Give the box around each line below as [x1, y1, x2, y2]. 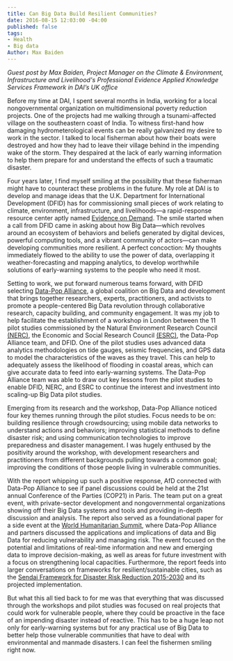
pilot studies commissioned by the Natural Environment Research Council [7, 324, 218, 332]
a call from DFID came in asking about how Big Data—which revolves [7, 221, 205, 229]
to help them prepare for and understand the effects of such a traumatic [7, 155, 214, 164]
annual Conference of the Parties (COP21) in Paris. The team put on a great [7, 491, 223, 499]
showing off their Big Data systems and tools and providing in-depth [7, 506, 203, 515]
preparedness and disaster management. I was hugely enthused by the [7, 441, 211, 449]
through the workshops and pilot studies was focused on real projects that [7, 601, 220, 609]
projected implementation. [7, 580, 83, 588]
